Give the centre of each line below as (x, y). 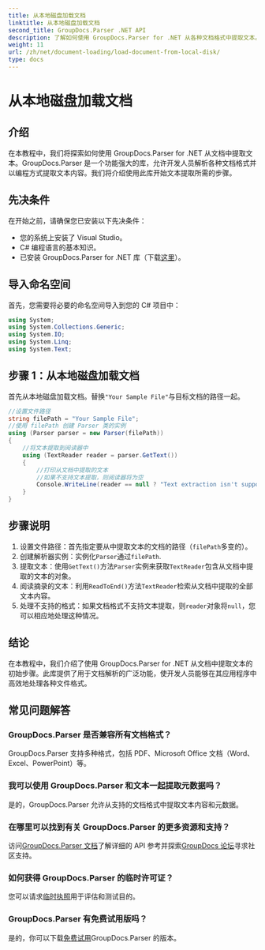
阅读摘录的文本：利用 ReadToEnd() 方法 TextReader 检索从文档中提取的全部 (136, 586)
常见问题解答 (39, 710)
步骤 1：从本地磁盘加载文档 (74, 376)
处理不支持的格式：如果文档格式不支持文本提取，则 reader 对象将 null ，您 (138, 606)
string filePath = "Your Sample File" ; (74, 419)
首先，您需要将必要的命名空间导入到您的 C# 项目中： (94, 305)
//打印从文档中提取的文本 (73, 470)
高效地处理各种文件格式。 (50, 683)
